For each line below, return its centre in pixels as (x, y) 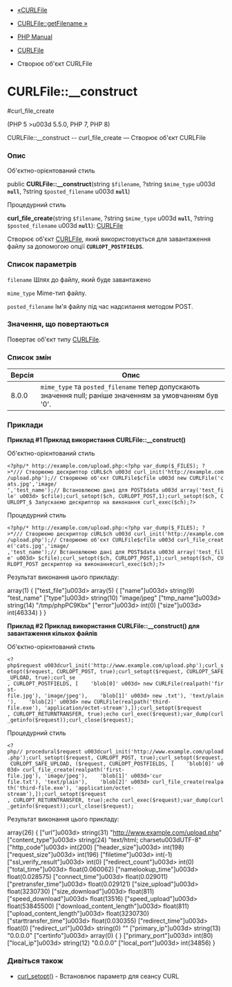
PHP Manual (35, 37)
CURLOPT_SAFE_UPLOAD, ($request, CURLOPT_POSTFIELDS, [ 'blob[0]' (112, 764)
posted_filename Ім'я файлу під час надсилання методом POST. (100, 306)
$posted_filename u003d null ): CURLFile (65, 226)
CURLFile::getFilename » (52, 23)
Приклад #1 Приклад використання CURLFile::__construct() (97, 440)
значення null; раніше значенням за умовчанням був (129, 395)
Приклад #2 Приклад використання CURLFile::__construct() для (104, 626)
